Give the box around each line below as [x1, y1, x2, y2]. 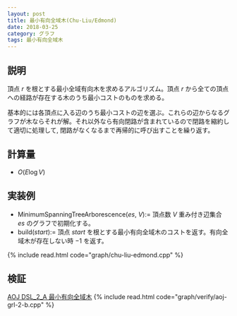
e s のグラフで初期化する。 [17, 219, 95, 227]
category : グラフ [7, 30, 55, 37]
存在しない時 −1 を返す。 [36, 236, 108, 245]
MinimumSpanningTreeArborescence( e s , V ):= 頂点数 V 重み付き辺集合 [17, 209, 222, 219]
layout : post [7, 10, 46, 18]
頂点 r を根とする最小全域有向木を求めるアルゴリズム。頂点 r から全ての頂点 [7, 84, 229, 92]
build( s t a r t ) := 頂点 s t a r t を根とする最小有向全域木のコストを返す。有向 [17, 227, 222, 236]
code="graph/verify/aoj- [156, 293, 227, 301]
